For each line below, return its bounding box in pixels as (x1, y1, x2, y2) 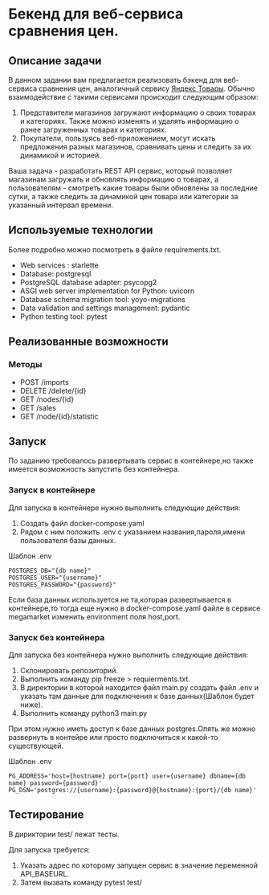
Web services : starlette (19, 260, 99, 270)
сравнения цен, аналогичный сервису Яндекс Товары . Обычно (39, 84, 255, 93)
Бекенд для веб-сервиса (8, 5, 184, 23)
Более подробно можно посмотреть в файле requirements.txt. (8, 244, 222, 254)
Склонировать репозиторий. (19, 665, 119, 675)
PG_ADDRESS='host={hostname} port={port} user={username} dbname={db (8, 772, 247, 780)
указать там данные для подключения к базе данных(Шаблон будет (19, 691, 255, 701)
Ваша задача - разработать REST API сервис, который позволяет (8, 166, 233, 175)
